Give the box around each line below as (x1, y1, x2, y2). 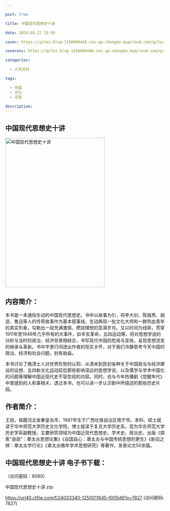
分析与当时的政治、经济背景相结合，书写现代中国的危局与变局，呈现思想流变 (5, 337, 165, 343)
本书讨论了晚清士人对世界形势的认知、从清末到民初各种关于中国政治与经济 (5, 361, 160, 367)
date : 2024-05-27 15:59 (5, 30, 56, 36)
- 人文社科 (10, 67, 30, 72)
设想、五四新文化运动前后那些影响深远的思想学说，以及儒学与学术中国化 (14, 367, 165, 373)
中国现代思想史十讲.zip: (5, 484, 54, 490)
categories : (5, 58, 30, 63)
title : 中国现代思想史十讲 (5, 21, 56, 26)
